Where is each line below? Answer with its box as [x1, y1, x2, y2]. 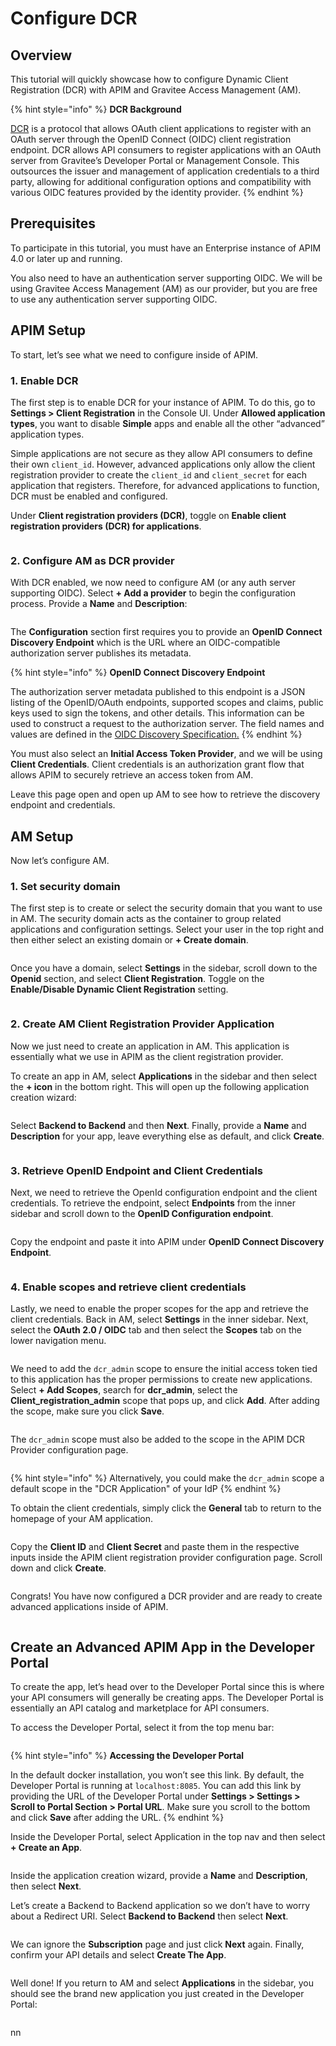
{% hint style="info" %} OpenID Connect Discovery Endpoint [10, 667, 266, 679]
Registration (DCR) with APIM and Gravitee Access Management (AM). [10, 84, 302, 96]
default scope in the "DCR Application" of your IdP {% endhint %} [10, 1483, 282, 1495]
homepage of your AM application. [10, 1513, 154, 1525]
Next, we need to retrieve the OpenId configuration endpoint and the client [10, 1186, 318, 1198]
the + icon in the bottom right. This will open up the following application [10, 1080, 310, 1092]
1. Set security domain [10, 879, 121, 893]
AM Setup [10, 828, 74, 845]
